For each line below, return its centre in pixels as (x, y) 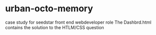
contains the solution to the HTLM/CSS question (55, 27)
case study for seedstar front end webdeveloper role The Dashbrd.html (78, 22)
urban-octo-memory (49, 9)
